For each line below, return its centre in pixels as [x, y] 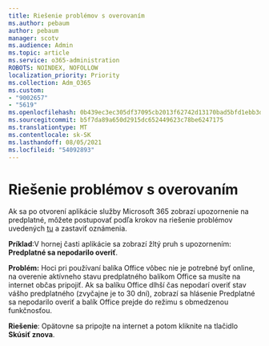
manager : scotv [34, 38]
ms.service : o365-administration [64, 61]
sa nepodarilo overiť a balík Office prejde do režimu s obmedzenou [118, 302]
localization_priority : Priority [64, 75]
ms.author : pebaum [39, 23]
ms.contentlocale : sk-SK [50, 135]
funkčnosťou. [30, 311]
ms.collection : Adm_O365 [50, 82]
